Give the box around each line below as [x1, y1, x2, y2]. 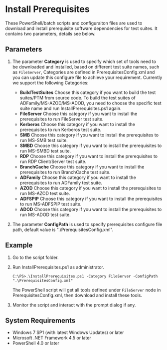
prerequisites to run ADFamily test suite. [19, 179, 102, 185]
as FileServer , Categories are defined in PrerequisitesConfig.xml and [12, 69, 155, 75]
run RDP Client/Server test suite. [19, 158, 87, 164]
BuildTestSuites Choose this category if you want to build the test [19, 89, 156, 95]
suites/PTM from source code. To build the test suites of [19, 94, 136, 100]
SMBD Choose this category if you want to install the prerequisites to [19, 142, 162, 148]
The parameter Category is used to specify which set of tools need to [12, 58, 156, 64]
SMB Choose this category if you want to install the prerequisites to [19, 131, 159, 138]
